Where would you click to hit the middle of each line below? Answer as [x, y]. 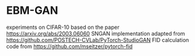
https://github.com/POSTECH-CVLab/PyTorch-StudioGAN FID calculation [97, 40]
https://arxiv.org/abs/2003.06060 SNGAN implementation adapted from [96, 33]
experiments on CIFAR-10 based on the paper [63, 27]
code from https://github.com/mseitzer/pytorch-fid [69, 46]
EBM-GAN [32, 11]
